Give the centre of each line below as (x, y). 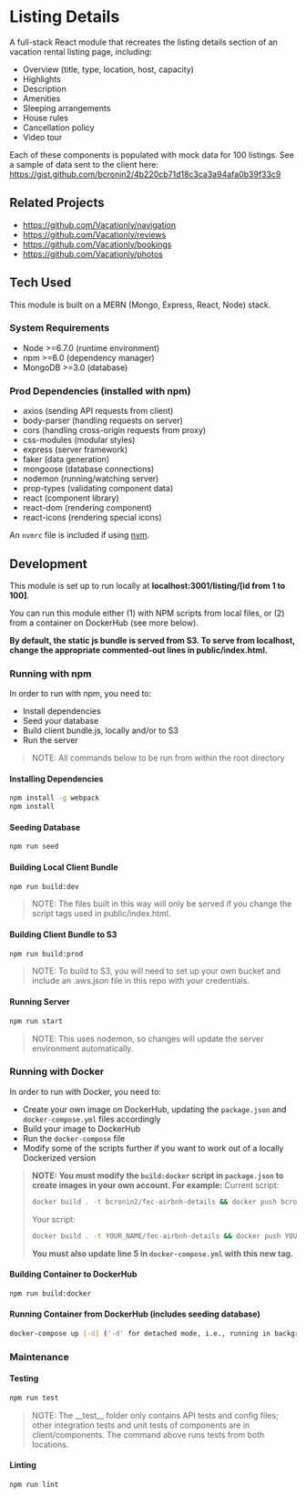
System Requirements (60, 328)
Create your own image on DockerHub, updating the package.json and (154, 1109)
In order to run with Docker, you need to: (86, 1091)
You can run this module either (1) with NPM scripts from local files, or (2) (147, 613)
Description (44, 88)
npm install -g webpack (55, 798)
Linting (23, 1465)
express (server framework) (75, 449)
